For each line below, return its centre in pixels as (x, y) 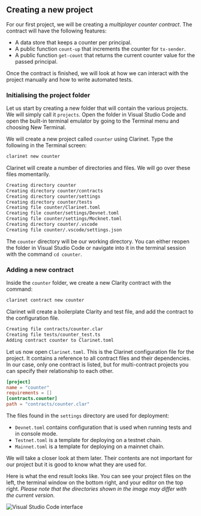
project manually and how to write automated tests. (70, 79)
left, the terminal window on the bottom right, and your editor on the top (95, 482)
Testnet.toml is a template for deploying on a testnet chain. (88, 440)
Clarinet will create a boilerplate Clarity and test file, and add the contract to (100, 312)
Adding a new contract (40, 270)
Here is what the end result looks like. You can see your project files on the (99, 476)
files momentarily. (28, 174)
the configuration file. (33, 318)
